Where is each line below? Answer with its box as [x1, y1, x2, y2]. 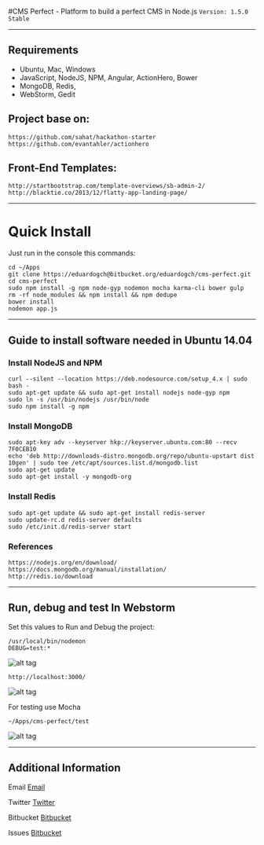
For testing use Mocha [8, 702, 81, 711]
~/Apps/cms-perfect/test [8, 717, 90, 726]
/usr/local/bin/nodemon [8, 637, 86, 645]
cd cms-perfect [8, 277, 58, 285]
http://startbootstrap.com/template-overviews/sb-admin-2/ [8, 182, 206, 190]
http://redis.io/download [8, 572, 93, 580]
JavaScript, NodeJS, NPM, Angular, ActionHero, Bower [19, 72, 198, 82]
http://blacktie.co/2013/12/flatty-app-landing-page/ [8, 189, 189, 197]
